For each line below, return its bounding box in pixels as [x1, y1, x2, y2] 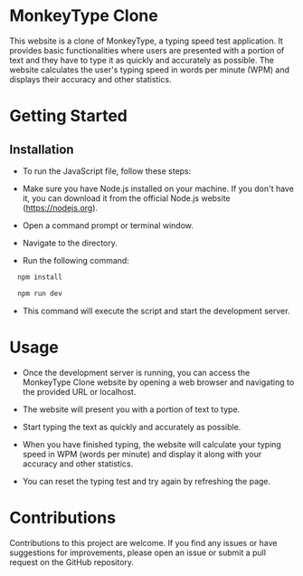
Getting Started [9, 106, 128, 127]
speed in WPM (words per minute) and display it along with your [22, 448, 262, 459]
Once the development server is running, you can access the [22, 367, 251, 378]
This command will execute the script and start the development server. [22, 305, 290, 316]
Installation [9, 141, 74, 157]
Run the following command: [22, 254, 129, 265]
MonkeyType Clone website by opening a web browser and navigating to [22, 377, 295, 388]
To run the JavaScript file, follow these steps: [22, 165, 192, 177]
